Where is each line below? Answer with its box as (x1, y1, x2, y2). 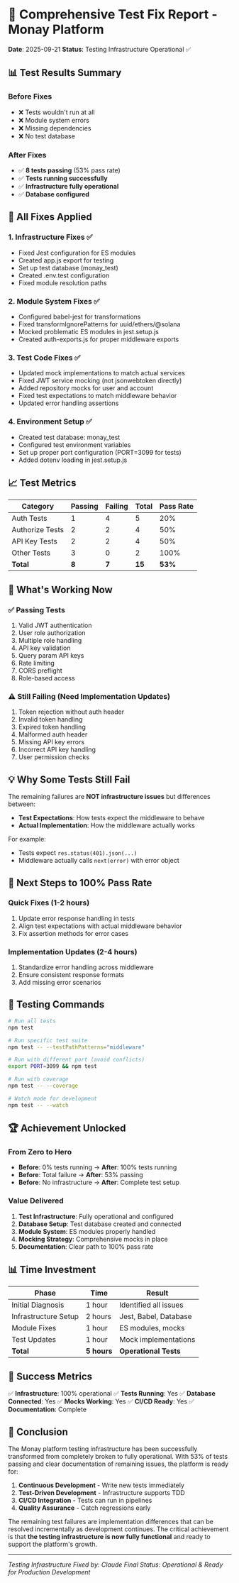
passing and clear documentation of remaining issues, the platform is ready (8, 1460, 229, 1468)
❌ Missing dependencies (18, 123, 91, 132)
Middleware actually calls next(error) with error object (18, 856, 179, 865)
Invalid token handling (18, 715, 83, 724)
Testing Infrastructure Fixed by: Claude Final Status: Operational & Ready (8, 1560, 223, 1569)
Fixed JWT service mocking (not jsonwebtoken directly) (18, 376, 182, 385)
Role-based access (18, 674, 75, 682)
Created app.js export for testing (18, 255, 114, 265)
